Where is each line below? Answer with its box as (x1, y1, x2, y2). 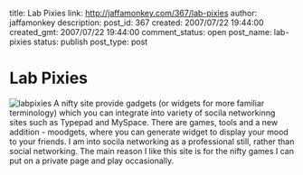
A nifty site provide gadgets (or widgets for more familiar (53, 97, 265, 108)
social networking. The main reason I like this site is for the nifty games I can (9, 145, 294, 156)
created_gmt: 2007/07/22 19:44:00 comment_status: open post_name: (9, 27, 272, 37)
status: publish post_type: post (33, 36, 148, 47)
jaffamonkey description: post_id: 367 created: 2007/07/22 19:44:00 (9, 17, 264, 28)
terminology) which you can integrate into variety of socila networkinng (9, 107, 276, 118)
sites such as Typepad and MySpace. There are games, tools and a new (9, 116, 279, 127)
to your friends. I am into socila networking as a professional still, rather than (9, 135, 295, 147)
